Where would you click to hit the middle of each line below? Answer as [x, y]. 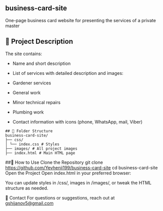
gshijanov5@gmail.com [29, 203]
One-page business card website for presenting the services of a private [80, 20]
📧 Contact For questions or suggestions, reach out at [60, 197]
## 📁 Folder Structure [29, 131]
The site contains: [24, 54]
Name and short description [42, 63]
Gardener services [32, 83]
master [13, 26]
